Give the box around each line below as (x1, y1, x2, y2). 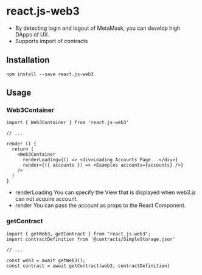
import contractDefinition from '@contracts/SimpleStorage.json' (6, 236, 175, 242)
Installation (6, 55, 50, 65)
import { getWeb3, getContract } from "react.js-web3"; (6, 231, 151, 237)
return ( (12, 146, 34, 153)
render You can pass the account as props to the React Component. (15, 202, 186, 209)
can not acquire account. (15, 195, 78, 203)
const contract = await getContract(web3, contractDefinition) (6, 263, 170, 269)
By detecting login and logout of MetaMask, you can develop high (15, 24, 181, 32)
